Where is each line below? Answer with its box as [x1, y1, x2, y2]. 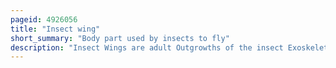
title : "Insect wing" [10, 24, 101, 34]
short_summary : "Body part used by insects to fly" [10, 33, 230, 43]
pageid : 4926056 [10, 14, 78, 25]
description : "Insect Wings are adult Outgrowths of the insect [10, 42, 284, 53]
